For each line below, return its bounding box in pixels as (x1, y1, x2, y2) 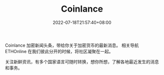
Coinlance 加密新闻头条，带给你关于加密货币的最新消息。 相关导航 (5, 42, 139, 48)
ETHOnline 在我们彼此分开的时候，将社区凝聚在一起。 (5, 48, 113, 54)
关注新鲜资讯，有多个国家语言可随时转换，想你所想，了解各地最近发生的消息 (5, 58, 159, 64)
